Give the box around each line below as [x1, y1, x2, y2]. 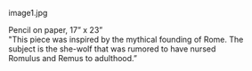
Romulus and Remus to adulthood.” [8, 53, 137, 63]
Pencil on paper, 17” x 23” [8, 25, 103, 35]
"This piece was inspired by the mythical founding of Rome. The [8, 35, 244, 44]
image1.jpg [8, 8, 48, 18]
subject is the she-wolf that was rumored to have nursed [8, 43, 216, 54]
